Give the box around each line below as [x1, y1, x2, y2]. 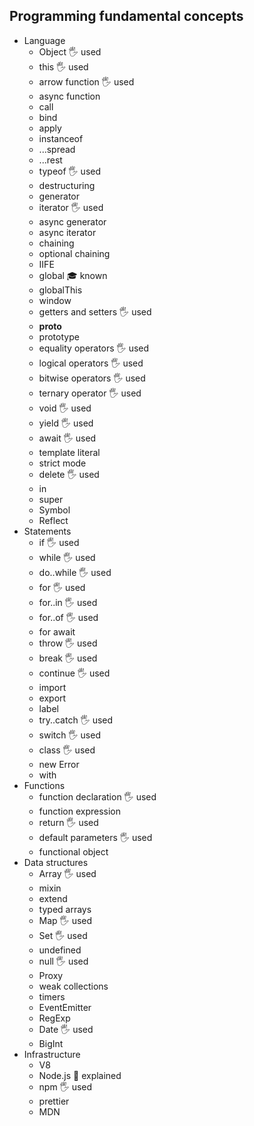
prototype [38, 330, 80, 343]
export [38, 692, 67, 704]
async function [38, 90, 101, 102]
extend [38, 892, 68, 904]
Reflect [38, 514, 69, 526]
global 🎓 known [38, 269, 108, 281]
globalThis [38, 284, 83, 296]
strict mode [38, 457, 87, 469]
